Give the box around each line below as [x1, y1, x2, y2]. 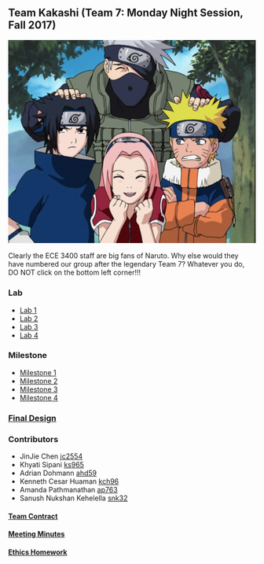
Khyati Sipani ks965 [19, 460, 85, 470]
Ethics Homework [8, 547, 68, 557]
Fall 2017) [8, 19, 57, 32]
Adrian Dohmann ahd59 [19, 468, 97, 478]
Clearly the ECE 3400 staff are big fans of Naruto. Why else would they [8, 251, 239, 260]
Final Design [8, 412, 57, 423]
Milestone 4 [19, 393, 59, 402]
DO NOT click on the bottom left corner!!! [8, 267, 141, 278]
